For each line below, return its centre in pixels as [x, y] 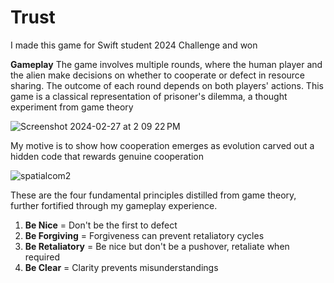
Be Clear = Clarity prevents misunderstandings [121, 267]
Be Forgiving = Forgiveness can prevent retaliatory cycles [144, 235]
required [42, 257]
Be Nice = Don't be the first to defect [101, 225]
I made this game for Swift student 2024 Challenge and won [134, 45]
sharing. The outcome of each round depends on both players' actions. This [167, 85]
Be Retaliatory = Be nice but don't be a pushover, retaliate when [157, 246]
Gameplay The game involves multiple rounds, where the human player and [166, 64]
